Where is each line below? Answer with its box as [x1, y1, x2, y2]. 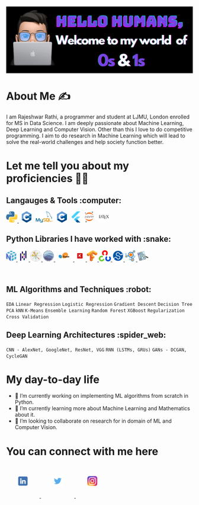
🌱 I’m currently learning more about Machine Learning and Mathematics [14, 405, 191, 412]
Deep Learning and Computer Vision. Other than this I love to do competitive [6, 126, 192, 133]
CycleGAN [6, 353, 28, 359]
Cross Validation [6, 314, 49, 320]
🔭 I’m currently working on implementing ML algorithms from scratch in [14, 392, 188, 399]
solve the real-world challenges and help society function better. [6, 139, 164, 146]
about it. [14, 411, 36, 418]
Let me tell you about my [6, 159, 129, 172]
